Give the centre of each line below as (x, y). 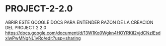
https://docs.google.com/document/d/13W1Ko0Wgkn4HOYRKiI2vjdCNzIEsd (83, 33)
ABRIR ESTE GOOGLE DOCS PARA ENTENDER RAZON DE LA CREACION (79, 22)
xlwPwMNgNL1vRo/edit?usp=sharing (43, 38)
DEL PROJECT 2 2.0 (26, 27)
